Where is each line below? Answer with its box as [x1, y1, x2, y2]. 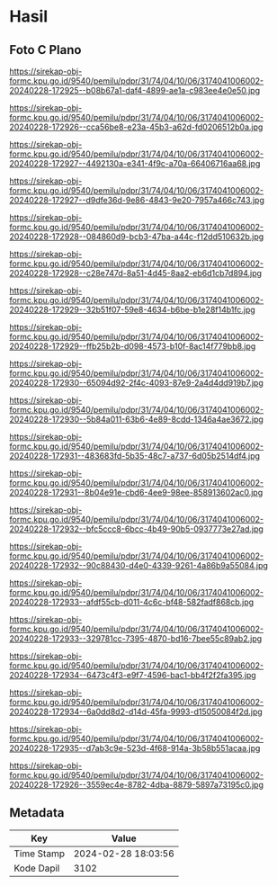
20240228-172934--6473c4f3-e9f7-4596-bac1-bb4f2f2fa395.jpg [9, 670, 256, 680]
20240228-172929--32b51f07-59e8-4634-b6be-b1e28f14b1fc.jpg [9, 304, 256, 315]
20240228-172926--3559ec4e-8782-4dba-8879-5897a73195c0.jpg [9, 780, 264, 790]
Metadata [9, 805, 65, 820]
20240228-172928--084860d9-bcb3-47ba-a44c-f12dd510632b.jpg [9, 231, 264, 242]
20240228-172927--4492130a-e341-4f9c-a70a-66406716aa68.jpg [9, 158, 261, 168]
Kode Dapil [13, 862, 60, 874]
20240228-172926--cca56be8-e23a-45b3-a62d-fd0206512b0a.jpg [9, 121, 264, 132]
